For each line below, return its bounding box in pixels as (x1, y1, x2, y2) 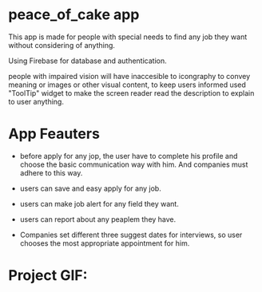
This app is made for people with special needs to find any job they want (8, 32, 248, 41)
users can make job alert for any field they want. (19, 199, 180, 208)
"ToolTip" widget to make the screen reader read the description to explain (8, 88, 255, 97)
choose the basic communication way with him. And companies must (19, 160, 248, 169)
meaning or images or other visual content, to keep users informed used (8, 80, 246, 89)
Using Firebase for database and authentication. (8, 56, 167, 65)
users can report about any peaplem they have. (19, 214, 177, 224)
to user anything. (8, 97, 64, 106)
